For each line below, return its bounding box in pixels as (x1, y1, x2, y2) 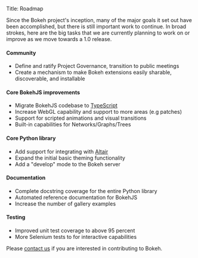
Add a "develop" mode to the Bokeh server (14, 160, 120, 167)
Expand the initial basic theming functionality (14, 154, 125, 161)
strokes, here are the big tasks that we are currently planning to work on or (6, 29, 190, 36)
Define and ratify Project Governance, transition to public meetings (14, 63, 180, 70)
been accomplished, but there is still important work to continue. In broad (6, 23, 187, 30)
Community (6, 49, 36, 56)
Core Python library (6, 135, 56, 142)
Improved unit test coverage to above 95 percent (14, 227, 135, 234)
